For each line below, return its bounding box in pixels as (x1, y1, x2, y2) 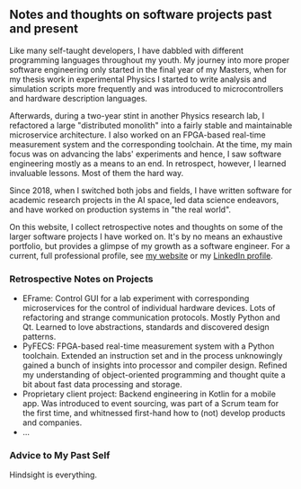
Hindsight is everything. (9, 469, 97, 480)
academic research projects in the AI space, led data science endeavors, (9, 194, 279, 205)
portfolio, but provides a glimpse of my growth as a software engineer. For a (9, 240, 290, 251)
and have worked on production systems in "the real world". (9, 204, 232, 215)
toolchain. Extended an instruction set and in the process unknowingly (22, 351, 283, 361)
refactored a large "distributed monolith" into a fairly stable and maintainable (9, 120, 293, 130)
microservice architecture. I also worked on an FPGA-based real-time (9, 129, 267, 140)
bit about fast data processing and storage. (22, 379, 182, 390)
